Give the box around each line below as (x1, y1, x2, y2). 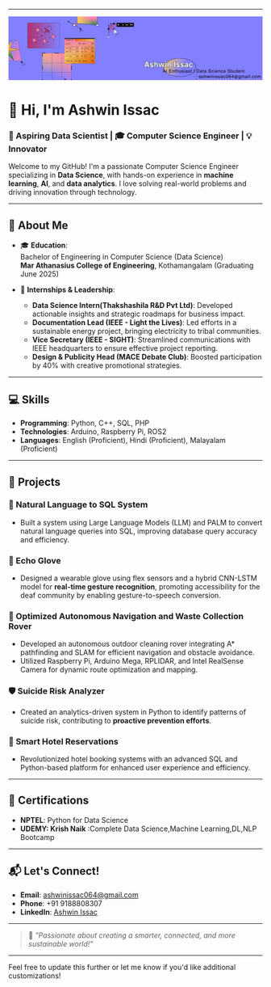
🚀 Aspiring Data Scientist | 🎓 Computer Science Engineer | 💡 (8, 130, 252, 141)
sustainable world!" (27, 938, 94, 948)
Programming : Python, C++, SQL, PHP (19, 418, 150, 428)
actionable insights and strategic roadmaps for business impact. (31, 309, 246, 319)
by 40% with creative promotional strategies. (31, 361, 182, 370)
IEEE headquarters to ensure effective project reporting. (31, 344, 218, 353)
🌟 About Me (8, 218, 69, 232)
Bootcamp (19, 832, 55, 841)
